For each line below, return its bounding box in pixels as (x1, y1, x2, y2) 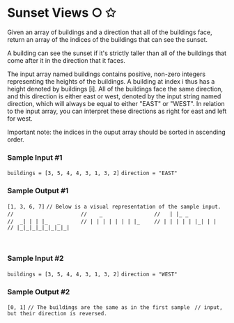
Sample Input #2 (7, 253, 64, 263)
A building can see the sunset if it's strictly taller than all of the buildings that (7, 49, 227, 57)
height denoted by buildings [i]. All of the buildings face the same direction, (7, 84, 224, 93)
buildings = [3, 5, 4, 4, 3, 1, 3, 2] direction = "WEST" (7, 271, 178, 278)
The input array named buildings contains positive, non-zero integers (7, 70, 206, 78)
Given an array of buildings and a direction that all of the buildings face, (7, 28, 212, 36)
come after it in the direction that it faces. (7, 56, 125, 64)
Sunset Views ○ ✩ (7, 5, 116, 21)
